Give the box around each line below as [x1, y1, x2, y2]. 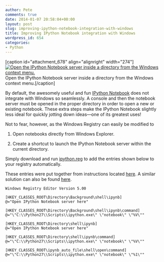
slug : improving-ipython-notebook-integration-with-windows [5, 26, 134, 31]
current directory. [12, 146, 49, 152]
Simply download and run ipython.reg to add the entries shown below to [5, 156, 154, 162]
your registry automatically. [5, 161, 62, 167]
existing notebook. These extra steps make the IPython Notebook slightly [5, 106, 156, 112]
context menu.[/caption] [5, 80, 55, 86]
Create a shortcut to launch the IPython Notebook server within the [12, 141, 151, 147]
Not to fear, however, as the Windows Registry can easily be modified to [5, 121, 154, 127]
